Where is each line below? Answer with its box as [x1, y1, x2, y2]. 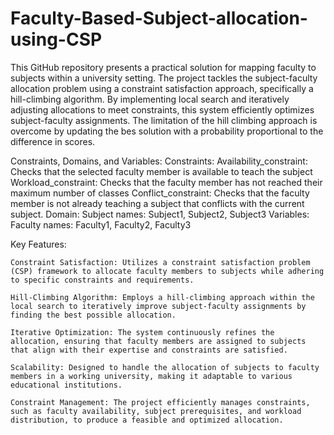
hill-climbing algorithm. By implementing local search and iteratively [10, 93, 290, 105]
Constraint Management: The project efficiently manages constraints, [10, 397, 311, 407]
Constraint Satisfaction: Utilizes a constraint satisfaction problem [10, 257, 311, 267]
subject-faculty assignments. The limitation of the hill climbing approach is [10, 114, 318, 126]
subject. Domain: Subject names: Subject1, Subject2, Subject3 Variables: [10, 208, 310, 220]
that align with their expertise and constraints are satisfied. [10, 345, 288, 355]
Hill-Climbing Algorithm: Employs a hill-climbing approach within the [10, 292, 315, 302]
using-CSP [10, 28, 103, 51]
